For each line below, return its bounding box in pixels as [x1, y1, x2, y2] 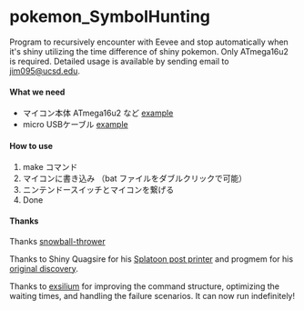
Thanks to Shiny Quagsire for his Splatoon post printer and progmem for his [9, 253, 294, 265]
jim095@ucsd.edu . [9, 65, 80, 76]
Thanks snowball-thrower [9, 235, 106, 246]
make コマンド [22, 162, 78, 173]
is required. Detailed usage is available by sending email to [9, 55, 229, 66]
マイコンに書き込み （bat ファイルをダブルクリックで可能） [22, 173, 248, 184]
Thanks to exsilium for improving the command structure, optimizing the [9, 280, 280, 292]
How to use [9, 140, 53, 151]
